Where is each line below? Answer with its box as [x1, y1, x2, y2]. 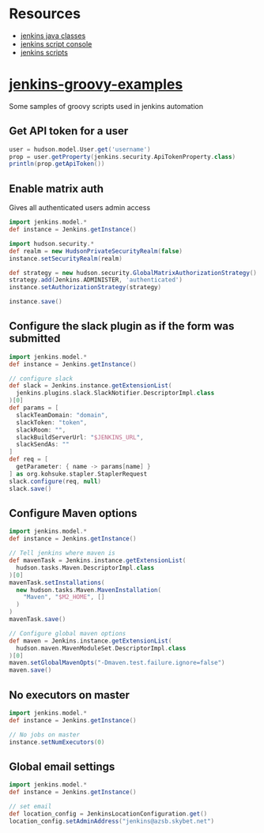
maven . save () [9, 666, 52, 674]
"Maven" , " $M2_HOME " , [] [23, 594, 105, 601]
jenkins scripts [20, 47, 68, 57]
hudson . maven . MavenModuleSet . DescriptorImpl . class [16, 644, 187, 652]
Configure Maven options [9, 507, 138, 520]
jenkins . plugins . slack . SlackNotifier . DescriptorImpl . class [16, 389, 215, 398]
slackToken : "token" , [16, 418, 88, 427]
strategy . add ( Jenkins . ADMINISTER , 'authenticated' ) [9, 276, 183, 285]
